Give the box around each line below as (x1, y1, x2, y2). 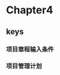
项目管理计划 (6, 62, 43, 70)
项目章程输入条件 (6, 45, 54, 53)
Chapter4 (6, 3, 54, 17)
